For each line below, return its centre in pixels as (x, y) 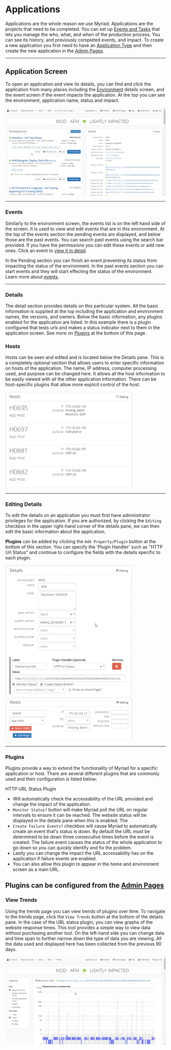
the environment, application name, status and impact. (62, 100)
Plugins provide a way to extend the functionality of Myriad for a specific (81, 768)
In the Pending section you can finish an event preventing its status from (81, 260)
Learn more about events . (32, 277)
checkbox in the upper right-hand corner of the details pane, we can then (82, 526)
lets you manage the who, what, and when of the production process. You (83, 34)
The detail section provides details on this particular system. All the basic (82, 306)
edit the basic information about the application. (55, 532)
